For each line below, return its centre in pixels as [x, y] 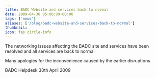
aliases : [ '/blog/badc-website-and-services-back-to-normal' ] [70, 23]
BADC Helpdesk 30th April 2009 [38, 70]
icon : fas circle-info [28, 32]
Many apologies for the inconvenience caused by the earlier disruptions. [78, 61]
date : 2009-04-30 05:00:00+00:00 [39, 14]
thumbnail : [16, 28]
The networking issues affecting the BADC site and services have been [77, 46]
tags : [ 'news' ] [21, 19]
